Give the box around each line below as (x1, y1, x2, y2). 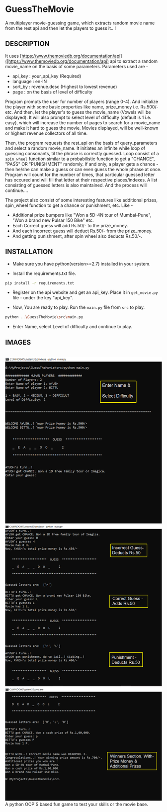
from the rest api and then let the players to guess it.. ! (5, 25, 116, 31)
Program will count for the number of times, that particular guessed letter (5, 172, 155, 178)
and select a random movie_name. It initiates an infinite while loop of (5, 145, 146, 151)
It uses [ (5, 53, 22, 59)
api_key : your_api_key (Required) (12, 73, 82, 79)
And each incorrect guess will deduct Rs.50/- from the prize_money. (12, 228, 153, 234)
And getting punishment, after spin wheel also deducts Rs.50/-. (12, 233, 143, 239)
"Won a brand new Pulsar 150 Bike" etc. (12, 217, 94, 223)
